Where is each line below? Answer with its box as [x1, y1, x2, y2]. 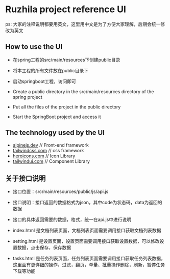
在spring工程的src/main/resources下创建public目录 [12, 57, 120, 63]
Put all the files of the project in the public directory [12, 103, 121, 110]
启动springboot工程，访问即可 [12, 78, 77, 85]
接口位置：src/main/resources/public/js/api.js [12, 188, 109, 194]
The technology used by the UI [5, 128, 105, 137]
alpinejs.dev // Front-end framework [12, 142, 89, 148]
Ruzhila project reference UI [5, 4, 127, 15]
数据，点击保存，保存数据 [17, 244, 71, 250]
